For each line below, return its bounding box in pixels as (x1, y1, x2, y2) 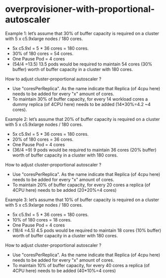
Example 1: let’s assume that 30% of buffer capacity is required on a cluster (5, 30, 160, 36)
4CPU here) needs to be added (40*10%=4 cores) (12, 268, 116, 274)
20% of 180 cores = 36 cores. (12, 136, 73, 142)
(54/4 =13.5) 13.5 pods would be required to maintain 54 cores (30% (12, 61, 153, 67)
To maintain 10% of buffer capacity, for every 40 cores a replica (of (12, 262, 150, 268)
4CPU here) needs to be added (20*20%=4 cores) (12, 187, 117, 193)
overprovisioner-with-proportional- (5, 3, 155, 15)
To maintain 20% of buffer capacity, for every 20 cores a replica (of (12, 182, 151, 188)
